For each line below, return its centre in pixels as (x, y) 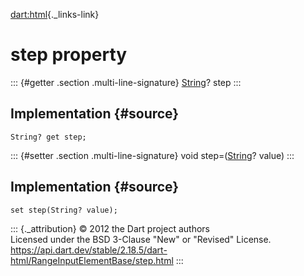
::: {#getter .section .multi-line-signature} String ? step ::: (126, 82)
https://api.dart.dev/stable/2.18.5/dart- (89, 250)
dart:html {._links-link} (55, 14)
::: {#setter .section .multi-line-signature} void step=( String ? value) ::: (152, 155)
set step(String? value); (64, 210)
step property (69, 55)
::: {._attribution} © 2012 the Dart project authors (110, 228)
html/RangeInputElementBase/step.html (92, 260)
